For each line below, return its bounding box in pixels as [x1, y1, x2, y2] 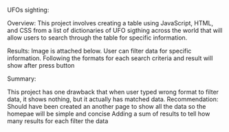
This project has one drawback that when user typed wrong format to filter [7, 88, 219, 96]
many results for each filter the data [7, 117, 109, 125]
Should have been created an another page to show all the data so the [7, 103, 206, 110]
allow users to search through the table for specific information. [7, 34, 188, 42]
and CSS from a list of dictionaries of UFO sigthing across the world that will [7, 27, 223, 34]
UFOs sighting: [7, 6, 50, 14]
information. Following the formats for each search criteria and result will [7, 54, 213, 62]
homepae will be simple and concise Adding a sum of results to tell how [7, 109, 210, 118]
